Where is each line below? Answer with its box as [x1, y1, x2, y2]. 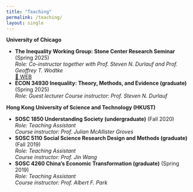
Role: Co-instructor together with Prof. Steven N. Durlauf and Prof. [14, 60, 178, 68]
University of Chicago [6, 36, 62, 44]
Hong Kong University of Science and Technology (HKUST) [6, 104, 156, 111]
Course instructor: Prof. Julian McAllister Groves [14, 128, 134, 135]
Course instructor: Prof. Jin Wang [14, 154, 97, 161]
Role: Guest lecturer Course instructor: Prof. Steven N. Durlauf [14, 92, 168, 99]
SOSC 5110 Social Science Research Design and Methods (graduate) [14, 135, 188, 142]
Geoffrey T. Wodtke [14, 67, 64, 74]
